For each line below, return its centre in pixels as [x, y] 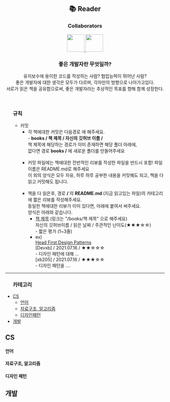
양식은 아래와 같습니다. [50, 212]
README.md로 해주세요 [65, 169]
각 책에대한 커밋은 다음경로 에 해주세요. [66, 132]
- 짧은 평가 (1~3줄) [54, 231]
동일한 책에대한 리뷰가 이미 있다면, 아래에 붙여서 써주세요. [84, 206]
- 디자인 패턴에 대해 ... [57, 254]
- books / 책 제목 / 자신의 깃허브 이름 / [65, 138]
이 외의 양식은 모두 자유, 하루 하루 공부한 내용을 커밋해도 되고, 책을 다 [96, 175]
